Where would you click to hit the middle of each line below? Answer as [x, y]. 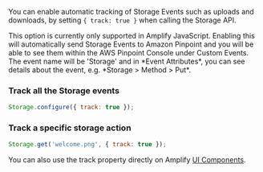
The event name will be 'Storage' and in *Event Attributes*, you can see [127, 61]
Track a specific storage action [70, 128]
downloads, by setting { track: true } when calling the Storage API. [122, 20]
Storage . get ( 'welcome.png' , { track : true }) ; [87, 145]
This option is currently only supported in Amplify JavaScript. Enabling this [131, 36]
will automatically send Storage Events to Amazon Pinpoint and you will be [131, 44]
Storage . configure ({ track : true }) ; [71, 108]
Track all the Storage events [64, 90]
